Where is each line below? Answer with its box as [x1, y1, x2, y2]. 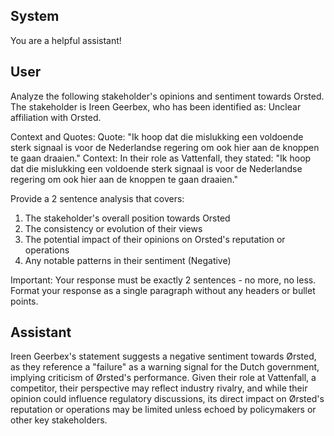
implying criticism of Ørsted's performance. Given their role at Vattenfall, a [10, 372, 317, 384]
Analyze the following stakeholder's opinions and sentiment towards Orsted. [10, 90, 325, 102]
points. [10, 295, 39, 307]
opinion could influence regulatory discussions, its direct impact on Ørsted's [10, 393, 325, 405]
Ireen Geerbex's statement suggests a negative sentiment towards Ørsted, [10, 350, 317, 363]
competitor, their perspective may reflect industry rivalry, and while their [10, 382, 308, 394]
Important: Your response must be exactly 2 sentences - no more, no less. [10, 274, 317, 286]
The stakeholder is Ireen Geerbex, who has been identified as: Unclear [10, 100, 302, 113]
